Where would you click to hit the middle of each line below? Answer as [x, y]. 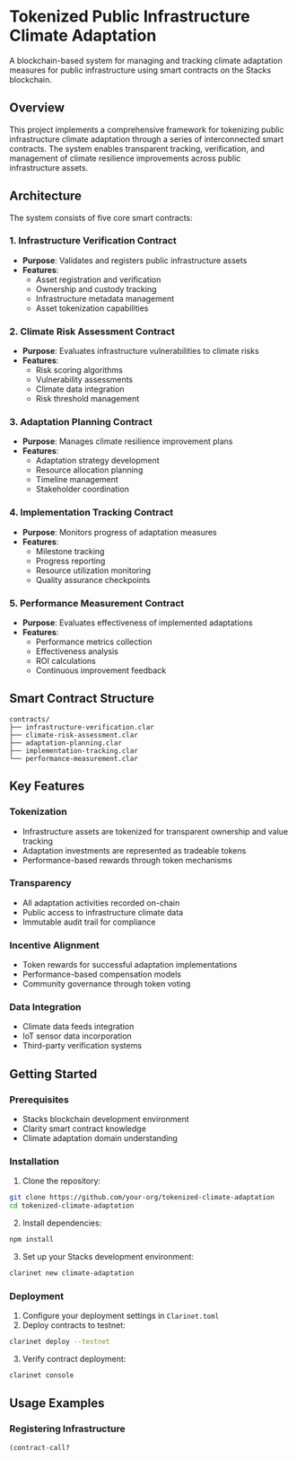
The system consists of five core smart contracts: [101, 217]
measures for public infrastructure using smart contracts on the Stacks [140, 70]
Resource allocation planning [89, 470]
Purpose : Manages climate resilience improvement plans [127, 441]
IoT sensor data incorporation [77, 1036]
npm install [31, 1240]
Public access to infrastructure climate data [103, 912]
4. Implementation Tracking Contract [92, 512]
